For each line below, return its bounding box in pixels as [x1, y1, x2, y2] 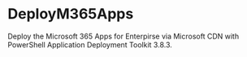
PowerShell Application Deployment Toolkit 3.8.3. [7, 39, 172, 49]
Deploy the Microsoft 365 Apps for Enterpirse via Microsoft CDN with [7, 31, 240, 41]
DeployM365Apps [7, 5, 134, 23]
